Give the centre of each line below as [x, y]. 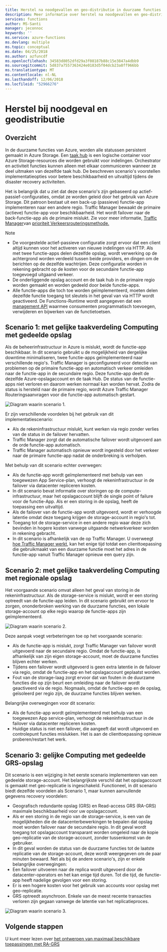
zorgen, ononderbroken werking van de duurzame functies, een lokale [77, 606]
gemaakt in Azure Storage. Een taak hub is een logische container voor [78, 155]
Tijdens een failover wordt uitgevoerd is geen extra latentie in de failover [86, 667]
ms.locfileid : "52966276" [32, 84]
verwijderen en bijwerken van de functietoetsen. [62, 311]
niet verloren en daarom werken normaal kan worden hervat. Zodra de [88, 384]
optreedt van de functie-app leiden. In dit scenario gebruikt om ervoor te [80, 601]
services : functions [27, 19]
